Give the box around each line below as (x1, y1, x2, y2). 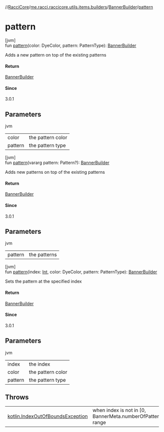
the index (29, 361, 50, 368)
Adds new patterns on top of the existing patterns (5, 169, 105, 175)
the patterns (29, 251, 57, 258)
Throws (5, 393, 29, 401)
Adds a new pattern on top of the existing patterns (5, 52, 106, 58)
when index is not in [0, (92, 407, 146, 414)
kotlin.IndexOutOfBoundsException (7, 413, 88, 420)
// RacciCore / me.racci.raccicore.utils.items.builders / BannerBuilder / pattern (5, 4, 153, 10)
